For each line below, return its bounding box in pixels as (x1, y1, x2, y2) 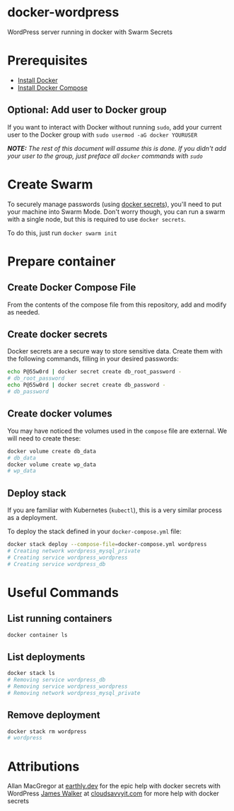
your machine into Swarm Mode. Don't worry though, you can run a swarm (7, 207, 226, 216)
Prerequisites (7, 52, 88, 69)
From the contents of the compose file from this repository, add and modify (7, 300, 227, 309)
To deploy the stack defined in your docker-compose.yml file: (7, 527, 182, 535)
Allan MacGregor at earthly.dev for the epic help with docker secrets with (7, 782, 221, 790)
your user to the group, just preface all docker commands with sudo (7, 152, 203, 160)
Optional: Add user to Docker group (7, 104, 168, 116)
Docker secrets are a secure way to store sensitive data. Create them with (7, 347, 223, 356)
